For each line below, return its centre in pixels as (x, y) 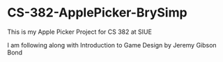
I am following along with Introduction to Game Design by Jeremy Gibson (112, 45)
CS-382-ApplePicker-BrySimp (97, 13)
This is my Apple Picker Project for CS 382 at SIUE (79, 32)
